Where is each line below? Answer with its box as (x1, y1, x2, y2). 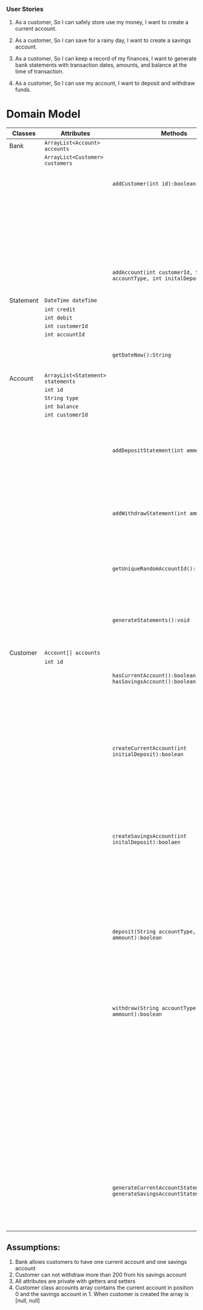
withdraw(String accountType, (112, 1005, 199, 1012)
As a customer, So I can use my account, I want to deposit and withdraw (14, 79, 195, 87)
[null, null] (14, 1297, 40, 1305)
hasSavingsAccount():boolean (112, 678, 196, 685)
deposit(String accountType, (112, 928, 196, 935)
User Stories (6, 5, 44, 13)
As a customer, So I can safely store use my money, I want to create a (14, 19, 188, 26)
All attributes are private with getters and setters (14, 1278, 136, 1285)
